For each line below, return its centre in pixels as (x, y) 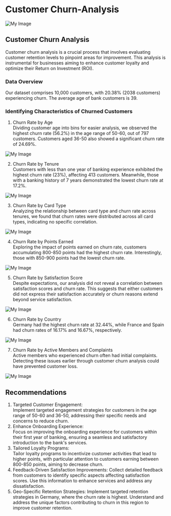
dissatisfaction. (29, 486)
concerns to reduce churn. (41, 421)
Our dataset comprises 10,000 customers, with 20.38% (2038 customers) (83, 93)
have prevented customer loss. (45, 366)
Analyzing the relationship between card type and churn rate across (84, 211)
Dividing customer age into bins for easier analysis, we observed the (85, 128)
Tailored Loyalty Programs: (41, 448)
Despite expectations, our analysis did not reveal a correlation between (87, 283)
